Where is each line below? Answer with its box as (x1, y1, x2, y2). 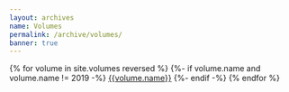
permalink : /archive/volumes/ (9, 30, 123, 39)
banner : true (9, 38, 59, 48)
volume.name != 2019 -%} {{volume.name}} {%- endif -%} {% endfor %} (9, 73, 281, 84)
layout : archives (9, 13, 75, 23)
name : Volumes (9, 22, 63, 31)
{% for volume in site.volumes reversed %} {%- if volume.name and (9, 63, 261, 74)
